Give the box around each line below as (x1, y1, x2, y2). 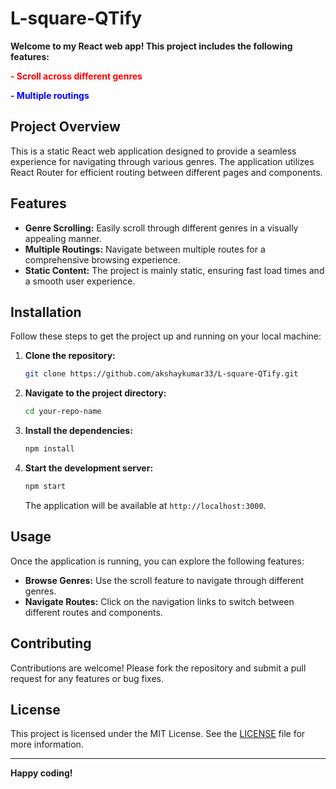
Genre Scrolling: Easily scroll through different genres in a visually (24, 222, 299, 234)
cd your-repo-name (24, 407, 102, 417)
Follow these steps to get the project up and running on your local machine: (10, 330, 322, 342)
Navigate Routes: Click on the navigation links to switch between (24, 595, 295, 607)
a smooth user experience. (24, 275, 136, 287)
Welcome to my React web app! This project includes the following (10, 40, 293, 52)
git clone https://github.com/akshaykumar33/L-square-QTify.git (24, 369, 299, 379)
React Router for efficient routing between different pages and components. (10, 166, 323, 178)
